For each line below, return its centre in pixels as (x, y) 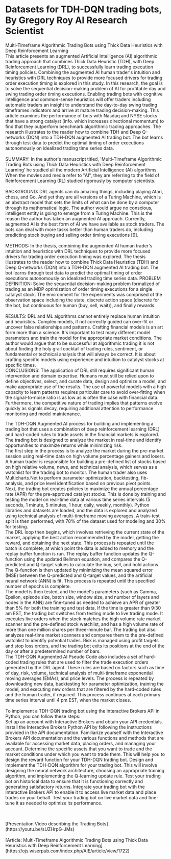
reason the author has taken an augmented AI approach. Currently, (76, 218)
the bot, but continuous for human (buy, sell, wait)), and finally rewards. (80, 305)
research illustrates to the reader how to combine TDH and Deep (73, 132)
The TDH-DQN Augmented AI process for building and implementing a (79, 423)
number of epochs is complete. (38, 586)
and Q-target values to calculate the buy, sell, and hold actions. (93, 564)
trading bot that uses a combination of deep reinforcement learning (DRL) (82, 429)
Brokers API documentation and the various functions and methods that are (85, 738)
